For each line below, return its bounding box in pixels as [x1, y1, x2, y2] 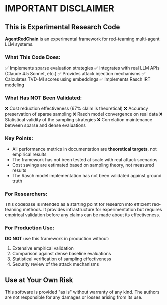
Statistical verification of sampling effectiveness [12, 256, 111, 262]
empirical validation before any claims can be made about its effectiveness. [5, 212, 161, 218]
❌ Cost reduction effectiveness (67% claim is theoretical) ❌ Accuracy [5, 105, 148, 111]
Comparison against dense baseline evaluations [12, 251, 111, 257]
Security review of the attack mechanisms [12, 261, 99, 267]
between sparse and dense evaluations [5, 122, 86, 128]
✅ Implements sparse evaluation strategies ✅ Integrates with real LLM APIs [5, 65, 160, 71]
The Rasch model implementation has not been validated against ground [12, 172, 162, 178]
